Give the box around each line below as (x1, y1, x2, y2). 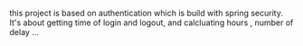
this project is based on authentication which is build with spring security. (9, 8, 283, 18)
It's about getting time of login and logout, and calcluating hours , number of (9, 17, 294, 28)
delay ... (9, 27, 39, 37)
